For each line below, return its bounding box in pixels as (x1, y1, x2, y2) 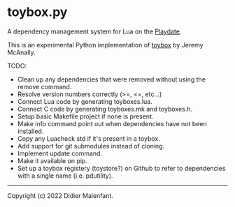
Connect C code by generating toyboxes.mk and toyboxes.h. (17, 105, 193, 113)
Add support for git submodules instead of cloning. (17, 141, 165, 150)
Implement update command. (17, 149, 103, 158)
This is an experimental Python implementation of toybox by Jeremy (7, 40, 204, 49)
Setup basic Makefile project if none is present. (17, 112, 154, 121)
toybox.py (7, 4, 68, 20)
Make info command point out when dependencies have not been (17, 119, 208, 128)
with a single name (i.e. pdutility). (17, 171, 113, 180)
